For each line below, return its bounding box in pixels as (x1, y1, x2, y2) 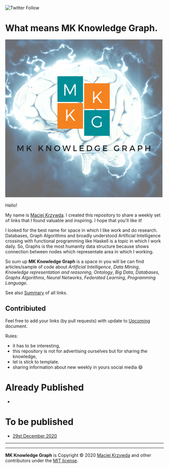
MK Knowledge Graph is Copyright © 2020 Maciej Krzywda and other (5, 452, 152, 458)
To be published (5, 416, 74, 428)
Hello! (5, 202, 18, 208)
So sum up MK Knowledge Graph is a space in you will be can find (5, 258, 144, 265)
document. (5, 323, 28, 329)
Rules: (5, 333, 19, 339)
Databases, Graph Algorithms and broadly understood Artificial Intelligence (5, 232, 161, 238)
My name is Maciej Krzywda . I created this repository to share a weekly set (5, 212, 161, 218)
